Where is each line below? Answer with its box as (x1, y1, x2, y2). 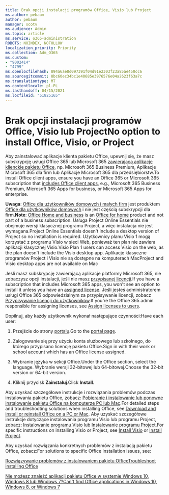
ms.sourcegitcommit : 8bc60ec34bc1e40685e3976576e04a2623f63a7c (5, 74, 143, 79)
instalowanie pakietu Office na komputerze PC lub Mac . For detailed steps (5, 400, 159, 406)
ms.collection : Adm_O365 (5, 50, 58, 55)
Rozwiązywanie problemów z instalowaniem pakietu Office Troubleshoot (5, 458, 156, 464)
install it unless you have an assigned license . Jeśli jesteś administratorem (5, 286, 161, 293)
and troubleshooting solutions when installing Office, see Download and (5, 406, 156, 412)
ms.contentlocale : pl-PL (5, 83, 58, 88)
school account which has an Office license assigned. (12, 349, 126, 355)
